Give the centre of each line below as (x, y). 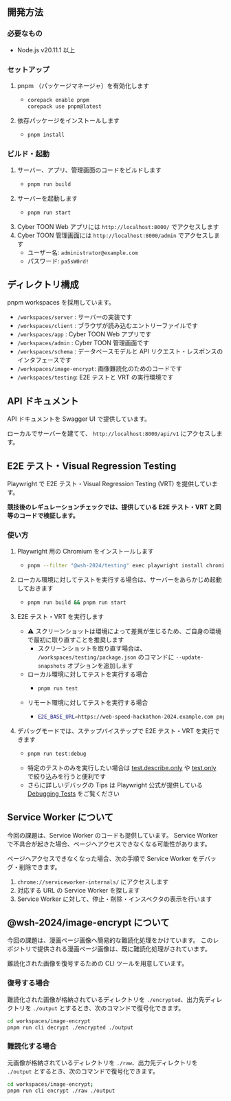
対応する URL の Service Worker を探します (78, 890)
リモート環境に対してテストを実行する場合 (88, 703)
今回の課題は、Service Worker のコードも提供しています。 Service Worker (112, 835)
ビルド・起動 (29, 153)
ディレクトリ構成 (43, 285)
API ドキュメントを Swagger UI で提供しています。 (79, 419)
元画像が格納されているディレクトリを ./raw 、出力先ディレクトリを (102, 1062)
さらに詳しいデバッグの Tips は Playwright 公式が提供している (115, 785)
